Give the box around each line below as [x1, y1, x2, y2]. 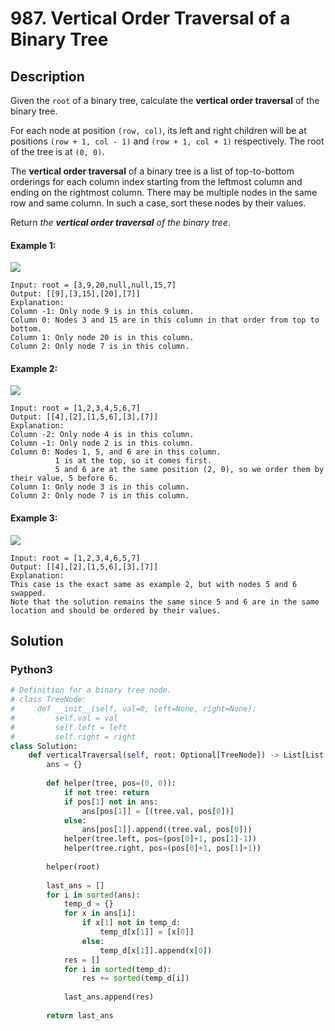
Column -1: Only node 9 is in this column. [10, 307, 195, 317]
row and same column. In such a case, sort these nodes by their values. [10, 197, 307, 209]
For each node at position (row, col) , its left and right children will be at [10, 125, 307, 136]
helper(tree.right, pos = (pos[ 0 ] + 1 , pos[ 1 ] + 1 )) [63, 843, 262, 854]
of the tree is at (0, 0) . [10, 146, 105, 157]
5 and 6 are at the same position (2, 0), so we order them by [54, 465, 325, 475]
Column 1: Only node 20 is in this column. [10, 333, 195, 343]
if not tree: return [63, 787, 150, 797]
